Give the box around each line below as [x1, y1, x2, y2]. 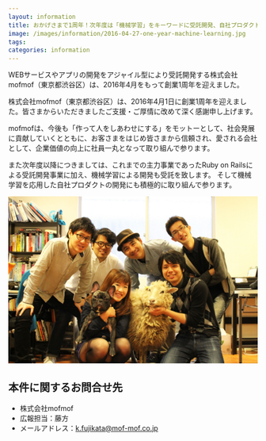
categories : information [8, 46, 90, 55]
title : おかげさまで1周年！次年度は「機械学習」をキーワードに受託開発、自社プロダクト [8, 21, 261, 29]
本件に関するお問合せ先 [8, 381, 123, 394]
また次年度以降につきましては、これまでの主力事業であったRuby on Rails [8, 160, 247, 170]
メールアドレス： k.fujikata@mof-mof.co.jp [19, 423, 158, 432]
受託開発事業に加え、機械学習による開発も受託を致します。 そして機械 [21, 171, 252, 180]
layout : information [8, 13, 77, 21]
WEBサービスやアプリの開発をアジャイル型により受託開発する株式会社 [8, 70, 238, 79]
